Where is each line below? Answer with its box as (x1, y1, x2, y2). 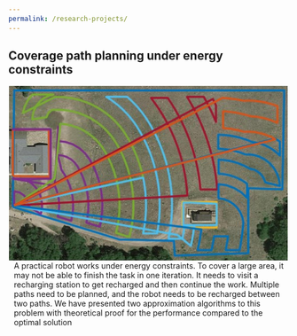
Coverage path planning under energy (8, 49, 223, 64)
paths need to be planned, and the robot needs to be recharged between (13, 288, 280, 299)
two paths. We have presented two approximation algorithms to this (13, 298, 261, 309)
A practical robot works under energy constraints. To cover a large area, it (13, 260, 285, 270)
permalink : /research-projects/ (8, 14, 128, 23)
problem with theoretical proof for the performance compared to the (13, 307, 263, 318)
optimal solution (13, 316, 73, 327)
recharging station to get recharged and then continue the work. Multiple (13, 279, 280, 290)
